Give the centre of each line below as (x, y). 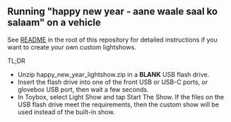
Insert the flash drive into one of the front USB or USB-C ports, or (113, 82)
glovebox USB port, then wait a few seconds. (83, 89)
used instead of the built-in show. (66, 111)
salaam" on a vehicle (54, 23)
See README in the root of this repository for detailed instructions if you (112, 39)
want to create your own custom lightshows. (72, 47)
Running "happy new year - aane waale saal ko (112, 12)
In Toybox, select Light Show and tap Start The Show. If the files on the (121, 97)
